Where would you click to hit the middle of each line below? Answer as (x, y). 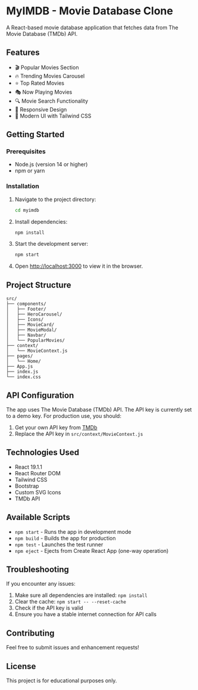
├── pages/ (20, 356)
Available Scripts (38, 517)
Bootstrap (27, 486)
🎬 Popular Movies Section (47, 67)
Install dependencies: (41, 221)
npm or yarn (30, 171)
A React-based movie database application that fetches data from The (92, 27)
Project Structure (39, 285)
